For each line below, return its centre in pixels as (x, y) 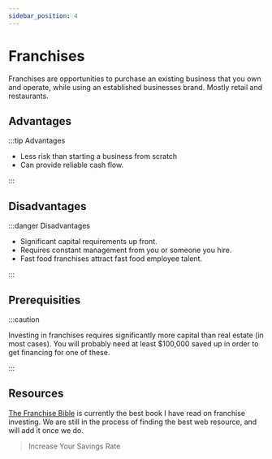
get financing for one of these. (59, 352)
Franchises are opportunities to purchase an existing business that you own (135, 79)
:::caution (24, 320)
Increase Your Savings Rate (74, 446)
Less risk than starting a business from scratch (99, 157)
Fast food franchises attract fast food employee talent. (111, 259)
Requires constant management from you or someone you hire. (126, 250)
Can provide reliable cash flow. (72, 165)
